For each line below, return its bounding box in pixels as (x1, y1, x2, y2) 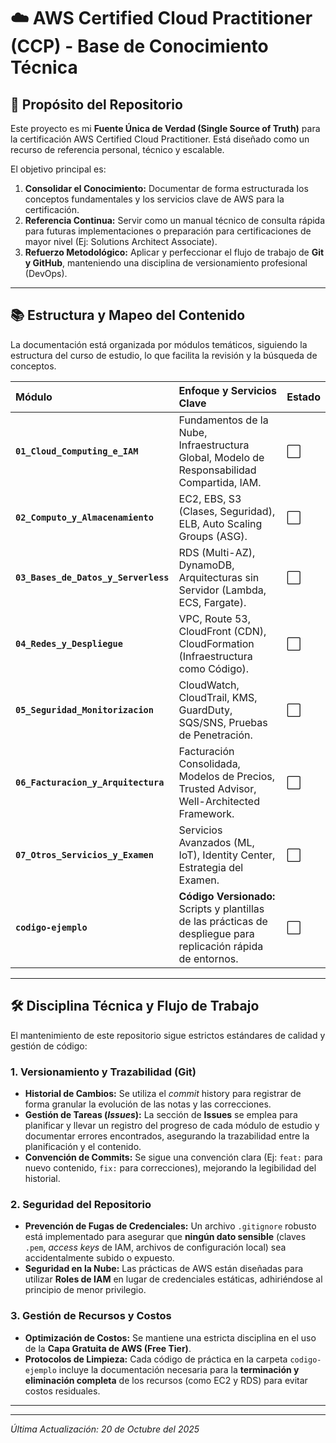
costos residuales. (24, 1385, 101, 1397)
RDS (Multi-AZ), (178, 545, 256, 559)
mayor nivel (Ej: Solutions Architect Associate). (24, 236, 218, 247)
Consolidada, (178, 756, 241, 770)
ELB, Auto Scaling (178, 516, 263, 530)
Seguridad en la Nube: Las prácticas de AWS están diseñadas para (24, 1263, 304, 1275)
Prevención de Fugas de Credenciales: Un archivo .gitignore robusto (24, 1220, 317, 1232)
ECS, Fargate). (178, 595, 247, 609)
